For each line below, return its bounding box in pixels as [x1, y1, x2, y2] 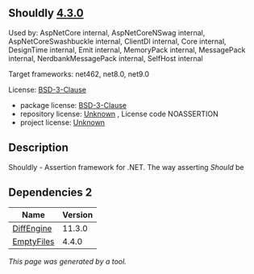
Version [62, 210, 94, 221]
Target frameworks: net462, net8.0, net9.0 [8, 68, 150, 79]
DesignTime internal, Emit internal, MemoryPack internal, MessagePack [8, 44, 246, 55]
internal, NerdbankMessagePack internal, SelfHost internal [8, 53, 203, 63]
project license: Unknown [19, 117, 106, 127]
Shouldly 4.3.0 [8, 6, 84, 20]
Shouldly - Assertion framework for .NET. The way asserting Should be [8, 162, 244, 172]
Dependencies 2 [8, 185, 93, 200]
